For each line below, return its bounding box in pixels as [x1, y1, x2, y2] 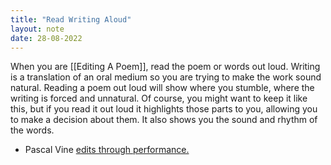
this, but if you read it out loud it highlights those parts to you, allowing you [10, 103, 318, 115]
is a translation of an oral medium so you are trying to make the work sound [10, 71, 322, 83]
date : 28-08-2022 [10, 33, 83, 43]
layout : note [10, 24, 65, 34]
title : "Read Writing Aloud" [10, 14, 132, 25]
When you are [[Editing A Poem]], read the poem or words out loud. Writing [10, 61, 321, 73]
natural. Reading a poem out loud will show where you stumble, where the [10, 82, 315, 94]
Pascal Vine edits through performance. [24, 144, 190, 156]
